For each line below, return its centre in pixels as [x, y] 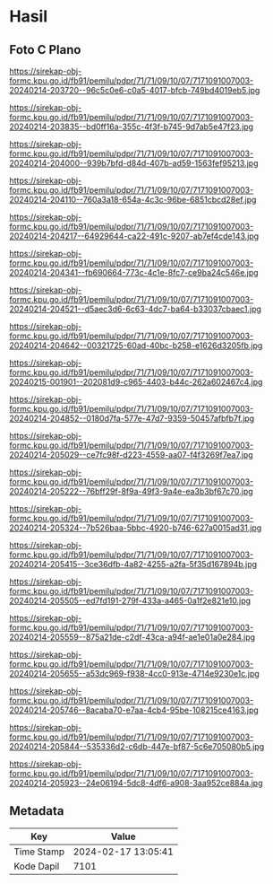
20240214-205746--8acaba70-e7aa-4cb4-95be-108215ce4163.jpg [134, 710]
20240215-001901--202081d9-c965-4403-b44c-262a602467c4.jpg [136, 382]
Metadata [37, 811]
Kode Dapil [37, 866]
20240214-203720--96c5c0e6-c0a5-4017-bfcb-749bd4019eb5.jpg [135, 90]
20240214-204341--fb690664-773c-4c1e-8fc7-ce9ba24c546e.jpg [134, 272]
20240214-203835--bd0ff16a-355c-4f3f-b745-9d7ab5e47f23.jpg [131, 127]
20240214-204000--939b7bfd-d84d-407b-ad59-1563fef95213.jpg [134, 163]
